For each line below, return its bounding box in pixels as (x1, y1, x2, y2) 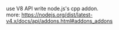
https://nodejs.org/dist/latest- (21, 11, 93, 18)
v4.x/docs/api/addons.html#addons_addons (6, 18, 113, 24)
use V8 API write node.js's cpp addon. (6, 5, 98, 12)
